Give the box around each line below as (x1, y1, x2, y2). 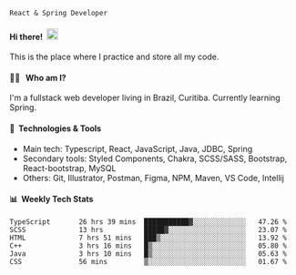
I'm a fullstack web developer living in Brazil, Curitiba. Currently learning (9, 92, 281, 104)
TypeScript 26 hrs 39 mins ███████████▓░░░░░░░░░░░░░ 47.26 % (9, 217, 287, 227)
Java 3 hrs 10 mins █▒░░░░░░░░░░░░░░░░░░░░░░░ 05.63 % (9, 249, 287, 259)
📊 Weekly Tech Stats (9, 194, 94, 205)
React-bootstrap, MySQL (22, 162, 117, 173)
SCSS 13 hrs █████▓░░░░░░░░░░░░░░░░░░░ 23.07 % (9, 225, 287, 234)
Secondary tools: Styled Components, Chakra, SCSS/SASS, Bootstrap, (22, 153, 288, 164)
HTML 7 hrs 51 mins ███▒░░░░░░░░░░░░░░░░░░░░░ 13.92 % (9, 233, 287, 242)
